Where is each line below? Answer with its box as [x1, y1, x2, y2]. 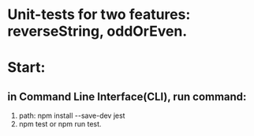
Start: [7, 59, 46, 77]
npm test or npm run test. [18, 119, 102, 129]
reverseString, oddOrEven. [7, 22, 188, 40]
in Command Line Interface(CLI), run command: [7, 89, 247, 104]
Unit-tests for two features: [7, 6, 191, 24]
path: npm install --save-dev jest [18, 111, 125, 120]
